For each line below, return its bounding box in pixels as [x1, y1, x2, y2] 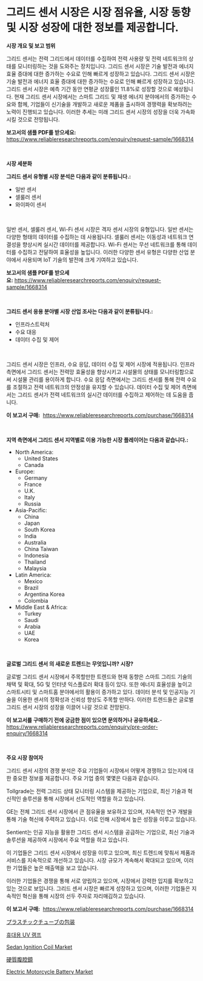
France [24, 480, 42, 488]
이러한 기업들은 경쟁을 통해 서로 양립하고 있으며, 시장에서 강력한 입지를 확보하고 [6, 877, 194, 884]
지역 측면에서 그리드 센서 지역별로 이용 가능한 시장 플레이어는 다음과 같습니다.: [6, 436, 189, 443]
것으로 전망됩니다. [17, 116, 60, 123]
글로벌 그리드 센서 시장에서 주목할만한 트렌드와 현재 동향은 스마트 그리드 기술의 [6, 673, 193, 680]
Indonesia [24, 552, 49, 559]
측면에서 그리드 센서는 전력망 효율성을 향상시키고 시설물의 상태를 [6, 368, 159, 375]
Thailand [24, 558, 47, 566]
